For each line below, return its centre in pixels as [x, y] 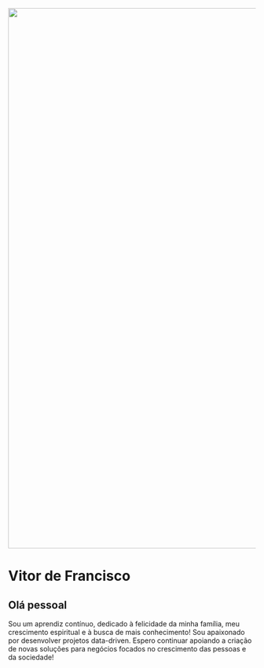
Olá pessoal [38, 605]
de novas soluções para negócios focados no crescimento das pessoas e [127, 649]
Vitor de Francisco [70, 576]
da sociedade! [31, 657]
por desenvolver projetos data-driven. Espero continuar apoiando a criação [130, 640]
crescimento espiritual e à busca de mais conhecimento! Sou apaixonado [126, 632]
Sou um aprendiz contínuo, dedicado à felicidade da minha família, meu [124, 624]
